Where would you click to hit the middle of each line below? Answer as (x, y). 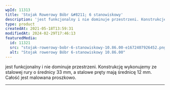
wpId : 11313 (18, 10)
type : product (20, 24)
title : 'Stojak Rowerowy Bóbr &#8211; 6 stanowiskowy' (64, 15)
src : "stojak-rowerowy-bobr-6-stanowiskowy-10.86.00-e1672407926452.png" (89, 48)
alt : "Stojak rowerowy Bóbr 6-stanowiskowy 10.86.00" (68, 52)
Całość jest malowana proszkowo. (41, 77)
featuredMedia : (21, 38)
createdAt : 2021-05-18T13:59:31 (39, 29)
